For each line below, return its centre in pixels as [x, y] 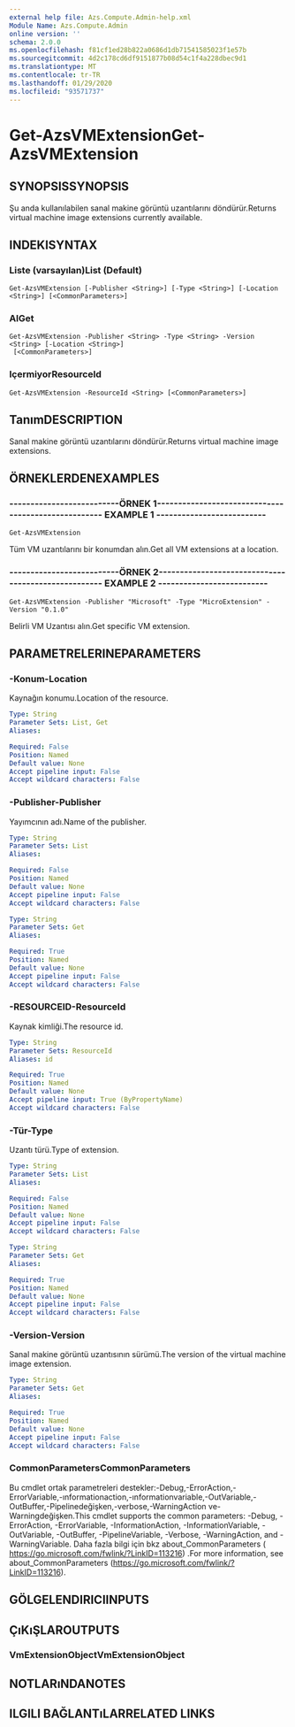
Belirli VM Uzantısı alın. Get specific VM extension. [100, 626]
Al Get [22, 319]
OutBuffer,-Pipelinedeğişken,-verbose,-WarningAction [108, 1506]
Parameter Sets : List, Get [59, 723]
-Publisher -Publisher [55, 802]
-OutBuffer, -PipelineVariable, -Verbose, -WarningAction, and [167, 1534]
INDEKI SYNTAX [53, 245]
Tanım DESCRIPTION [66, 420]
